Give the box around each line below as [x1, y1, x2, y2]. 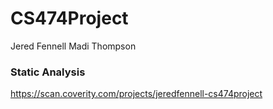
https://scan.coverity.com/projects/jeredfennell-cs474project [10, 88, 263, 100]
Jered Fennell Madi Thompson [10, 40, 137, 52]
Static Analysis [10, 65, 86, 79]
